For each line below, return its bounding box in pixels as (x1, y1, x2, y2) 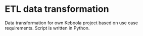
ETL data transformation (5, 3, 109, 15)
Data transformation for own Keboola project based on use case (5, 20, 138, 26)
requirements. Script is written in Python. (5, 25, 90, 31)
